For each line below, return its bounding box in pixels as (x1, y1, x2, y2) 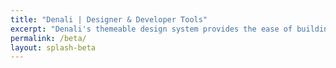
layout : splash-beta (10, 42, 97, 53)
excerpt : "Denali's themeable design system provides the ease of (10, 24, 293, 34)
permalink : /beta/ (10, 33, 87, 43)
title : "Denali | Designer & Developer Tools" (10, 14, 208, 25)
